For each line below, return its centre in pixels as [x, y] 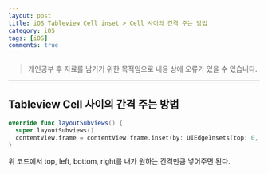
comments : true [33, 45]
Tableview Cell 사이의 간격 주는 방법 [94, 104]
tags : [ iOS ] [28, 38]
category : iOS [32, 30]
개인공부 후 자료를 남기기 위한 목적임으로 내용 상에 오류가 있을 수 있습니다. [142, 69]
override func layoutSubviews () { [66, 123]
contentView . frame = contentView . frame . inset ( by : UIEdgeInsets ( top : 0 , [137, 138]
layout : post [30, 16]
